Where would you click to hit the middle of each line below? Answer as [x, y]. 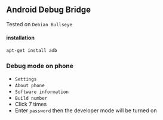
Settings [26, 79]
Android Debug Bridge [49, 10]
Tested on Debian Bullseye [39, 24]
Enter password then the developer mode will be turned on [86, 110]
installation [20, 38]
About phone [30, 86]
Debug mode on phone [40, 66]
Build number [31, 99]
